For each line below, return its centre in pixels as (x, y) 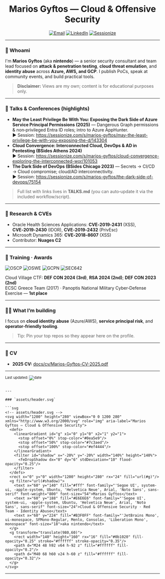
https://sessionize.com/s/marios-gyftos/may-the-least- (92, 135)
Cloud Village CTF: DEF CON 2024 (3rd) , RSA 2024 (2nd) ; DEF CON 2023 (81, 277)
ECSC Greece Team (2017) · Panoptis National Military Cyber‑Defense (76, 288)
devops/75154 (27, 182)
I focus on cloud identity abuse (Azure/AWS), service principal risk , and (79, 321)
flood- (126, 459)
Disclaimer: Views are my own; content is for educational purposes (85, 86)
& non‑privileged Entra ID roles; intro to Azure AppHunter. (70, 130)
